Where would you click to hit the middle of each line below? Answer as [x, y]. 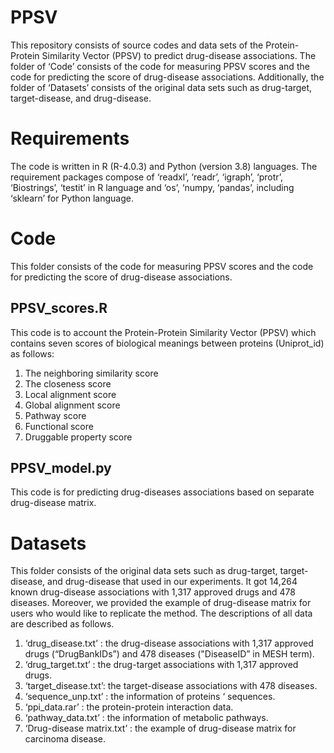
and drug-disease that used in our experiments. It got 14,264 [172, 582]
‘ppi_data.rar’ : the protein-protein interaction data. [129, 707]
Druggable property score [78, 437]
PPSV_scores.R [59, 308]
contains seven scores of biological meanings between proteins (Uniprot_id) [167, 343]
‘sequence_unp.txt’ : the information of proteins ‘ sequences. [150, 697]
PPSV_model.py [61, 468]
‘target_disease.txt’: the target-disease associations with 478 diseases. [171, 686]
